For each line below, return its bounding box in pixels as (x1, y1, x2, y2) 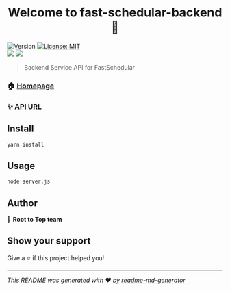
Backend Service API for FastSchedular (23, 63, 136, 71)
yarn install (7, 141, 44, 148)
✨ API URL (7, 101, 42, 111)
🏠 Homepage (7, 81, 55, 90)
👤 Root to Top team (7, 215, 63, 223)
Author (7, 197, 38, 209)
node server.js (7, 178, 51, 186)
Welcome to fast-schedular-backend (8, 5, 222, 21)
